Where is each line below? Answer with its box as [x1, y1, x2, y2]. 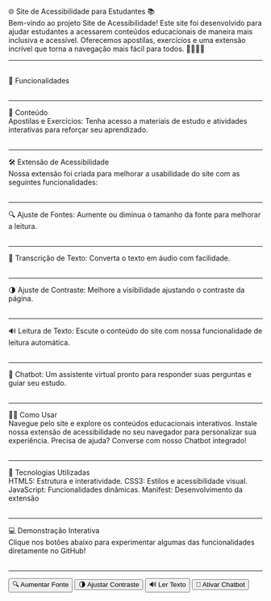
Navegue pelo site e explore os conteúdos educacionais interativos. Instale [8, 419, 258, 428]
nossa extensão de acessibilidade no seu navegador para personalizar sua [8, 427, 256, 437]
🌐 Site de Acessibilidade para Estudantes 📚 [8, 6, 156, 16]
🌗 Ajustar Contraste [78, 581, 140, 589]
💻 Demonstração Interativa [8, 526, 100, 535]
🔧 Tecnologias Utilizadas [8, 468, 90, 477]
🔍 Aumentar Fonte [12, 581, 69, 589]
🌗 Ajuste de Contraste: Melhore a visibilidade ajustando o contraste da [8, 286, 245, 294]
